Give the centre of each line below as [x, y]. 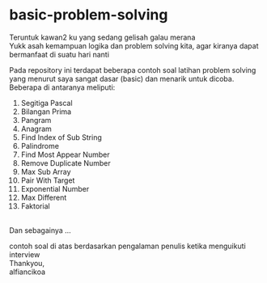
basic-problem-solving [89, 15]
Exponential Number [55, 188]
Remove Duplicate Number [66, 163]
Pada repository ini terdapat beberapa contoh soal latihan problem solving [133, 70]
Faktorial [36, 206]
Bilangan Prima [46, 112]
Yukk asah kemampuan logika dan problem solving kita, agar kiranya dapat [134, 45]
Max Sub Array [46, 171]
